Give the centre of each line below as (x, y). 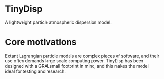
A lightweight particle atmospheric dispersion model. (58, 22)
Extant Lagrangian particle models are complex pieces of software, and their (82, 56)
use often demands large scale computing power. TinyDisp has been (74, 61)
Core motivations (41, 42)
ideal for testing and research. (35, 71)
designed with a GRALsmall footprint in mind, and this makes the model (77, 66)
